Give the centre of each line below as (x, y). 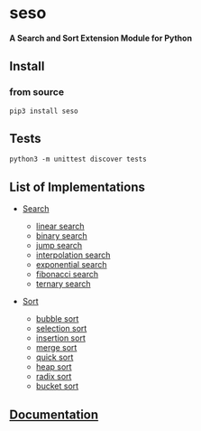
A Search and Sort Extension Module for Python (100, 38)
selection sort (61, 329)
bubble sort (57, 319)
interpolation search (73, 255)
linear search (60, 226)
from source (37, 92)
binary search (61, 236)
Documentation (54, 414)
